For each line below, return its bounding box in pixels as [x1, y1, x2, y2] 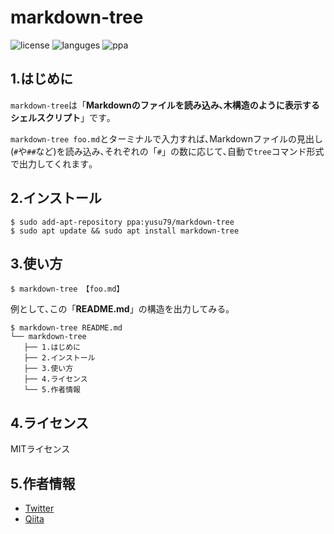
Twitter [24, 502, 55, 514]
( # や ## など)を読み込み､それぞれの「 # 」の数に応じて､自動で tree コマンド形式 [10, 145, 325, 157]
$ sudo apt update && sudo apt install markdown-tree [10, 226, 240, 236]
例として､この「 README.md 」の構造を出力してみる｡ [10, 303, 231, 315]
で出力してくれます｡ [10, 157, 94, 170]
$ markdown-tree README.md [10, 323, 123, 333]
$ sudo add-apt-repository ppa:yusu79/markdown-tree [10, 217, 235, 227]
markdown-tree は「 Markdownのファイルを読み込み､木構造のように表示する [10, 99, 320, 111]
